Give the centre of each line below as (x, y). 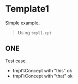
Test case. (16, 61)
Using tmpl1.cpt (35, 32)
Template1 (27, 9)
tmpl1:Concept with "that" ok (43, 76)
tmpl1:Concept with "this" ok (42, 70)
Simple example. (23, 23)
